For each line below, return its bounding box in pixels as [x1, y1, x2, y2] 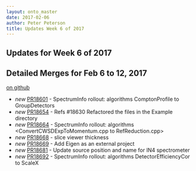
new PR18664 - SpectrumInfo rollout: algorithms [14, 121, 134, 128]
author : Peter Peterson [6, 20, 66, 26]
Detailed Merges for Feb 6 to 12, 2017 [6, 68, 147, 79]
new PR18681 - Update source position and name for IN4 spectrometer [14, 146, 190, 154]
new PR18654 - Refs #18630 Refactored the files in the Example [14, 109, 173, 116]
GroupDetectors [14, 102, 55, 109]
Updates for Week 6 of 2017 [6, 47, 112, 58]
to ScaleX [14, 160, 39, 167]
